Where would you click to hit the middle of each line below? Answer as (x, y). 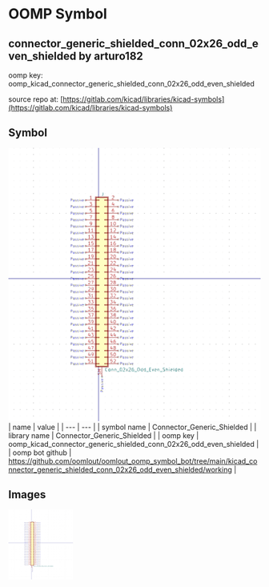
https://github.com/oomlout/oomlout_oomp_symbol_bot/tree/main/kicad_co (133, 460)
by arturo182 (111, 56)
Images (27, 495)
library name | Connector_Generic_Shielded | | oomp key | (104, 435)
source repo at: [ (36, 99)
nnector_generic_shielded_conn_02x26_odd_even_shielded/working (120, 469)
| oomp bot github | (40, 452)
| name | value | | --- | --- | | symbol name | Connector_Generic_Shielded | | (132, 427)
